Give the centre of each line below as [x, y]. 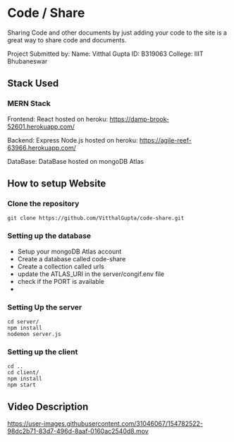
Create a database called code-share [72, 258]
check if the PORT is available [61, 281]
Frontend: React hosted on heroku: [58, 119]
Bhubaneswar [27, 61]
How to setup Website [57, 184]
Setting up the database [49, 236]
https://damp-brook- [140, 119]
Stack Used [33, 84]
